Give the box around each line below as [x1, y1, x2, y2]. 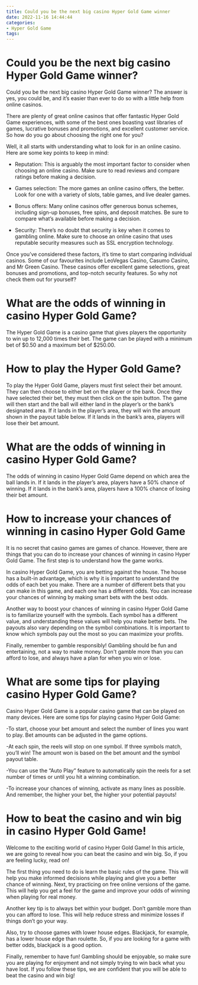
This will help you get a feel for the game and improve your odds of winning [6, 887, 190, 894]
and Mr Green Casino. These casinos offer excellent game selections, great [6, 263, 190, 270]
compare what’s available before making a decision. [14, 215, 141, 222]
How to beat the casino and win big [6, 811, 182, 825]
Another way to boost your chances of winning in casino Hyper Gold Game [6, 605, 189, 612]
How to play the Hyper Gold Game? [6, 362, 181, 376]
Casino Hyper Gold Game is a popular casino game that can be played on [6, 707, 185, 714]
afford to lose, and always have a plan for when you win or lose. [6, 654, 161, 661]
